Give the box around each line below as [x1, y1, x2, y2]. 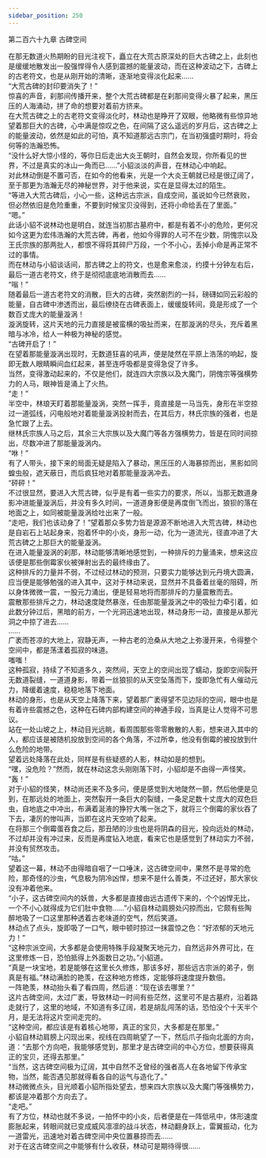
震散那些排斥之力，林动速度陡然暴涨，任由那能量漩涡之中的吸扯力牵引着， [8, 597, 251, 606]
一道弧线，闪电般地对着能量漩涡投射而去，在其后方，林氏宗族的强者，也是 [14, 408, 258, 417]
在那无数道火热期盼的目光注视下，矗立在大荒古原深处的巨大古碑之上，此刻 [8, 51, 251, 60]
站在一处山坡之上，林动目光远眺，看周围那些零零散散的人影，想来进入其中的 [8, 724, 258, 734]
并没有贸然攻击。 [8, 843, 64, 853]
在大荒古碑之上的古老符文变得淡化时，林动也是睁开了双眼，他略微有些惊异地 [8, 110, 258, 120]
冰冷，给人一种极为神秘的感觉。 [21, 329, 127, 338]
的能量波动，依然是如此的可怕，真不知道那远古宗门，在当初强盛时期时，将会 [8, 130, 258, 140]
